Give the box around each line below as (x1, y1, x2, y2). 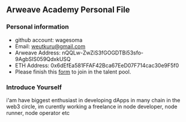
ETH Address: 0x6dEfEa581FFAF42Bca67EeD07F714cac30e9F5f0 (14, 62, 179, 69)
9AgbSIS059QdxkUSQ (14, 55, 71, 62)
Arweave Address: (14, 49, 61, 56)
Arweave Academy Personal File (6, 5, 130, 15)
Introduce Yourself (6, 83, 62, 91)
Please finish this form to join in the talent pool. (14, 68, 131, 75)
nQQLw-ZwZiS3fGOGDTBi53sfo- (62, 49, 144, 56)
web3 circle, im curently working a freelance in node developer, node (6, 103, 178, 110)
